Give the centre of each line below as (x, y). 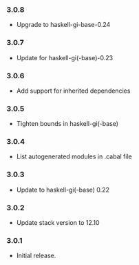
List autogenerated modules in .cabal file (74, 156)
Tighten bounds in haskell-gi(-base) (67, 124)
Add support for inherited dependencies (73, 91)
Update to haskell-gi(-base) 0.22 (63, 190)
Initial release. (36, 256)
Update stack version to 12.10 (58, 223)
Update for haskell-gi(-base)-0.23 (65, 57)
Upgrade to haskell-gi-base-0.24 (63, 25)
